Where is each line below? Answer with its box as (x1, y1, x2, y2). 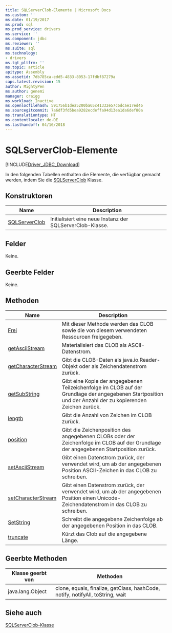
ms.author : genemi (5, 88, 45, 94)
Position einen (61, 494, 96, 501)
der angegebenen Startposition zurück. (61, 445, 156, 453)
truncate (8, 533, 28, 541)
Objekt (61, 363, 78, 370)
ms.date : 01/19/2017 (5, 17, 50, 22)
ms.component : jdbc (5, 36, 47, 42)
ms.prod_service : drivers (5, 27, 60, 32)
